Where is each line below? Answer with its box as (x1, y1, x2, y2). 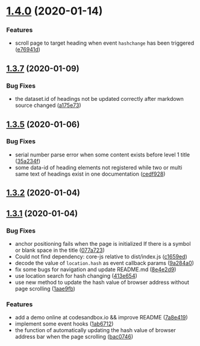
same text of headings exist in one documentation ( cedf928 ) (14, 170, 166, 178)
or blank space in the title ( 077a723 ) (14, 246, 105, 254)
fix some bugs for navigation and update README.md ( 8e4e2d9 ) (14, 266, 177, 273)
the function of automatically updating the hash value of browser (14, 327, 177, 334)
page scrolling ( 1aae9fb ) (14, 285, 75, 292)
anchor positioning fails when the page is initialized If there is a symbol (14, 240, 191, 247)
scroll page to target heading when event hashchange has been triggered (14, 39, 195, 46)
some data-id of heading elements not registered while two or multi (14, 164, 183, 171)
